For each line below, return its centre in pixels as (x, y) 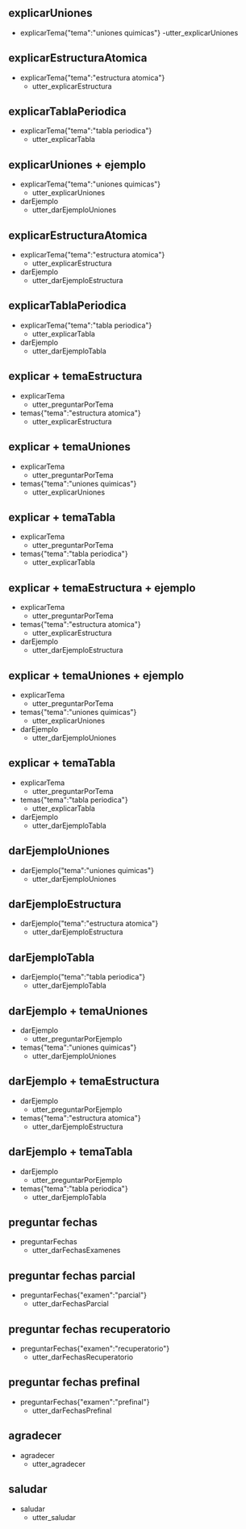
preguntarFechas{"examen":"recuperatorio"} (95, 1349)
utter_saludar (54, 1517)
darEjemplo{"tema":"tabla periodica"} (83, 977)
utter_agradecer (59, 1464)
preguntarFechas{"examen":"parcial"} (83, 1295)
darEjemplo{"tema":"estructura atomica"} (89, 924)
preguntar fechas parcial (72, 1275)
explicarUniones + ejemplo (77, 165)
